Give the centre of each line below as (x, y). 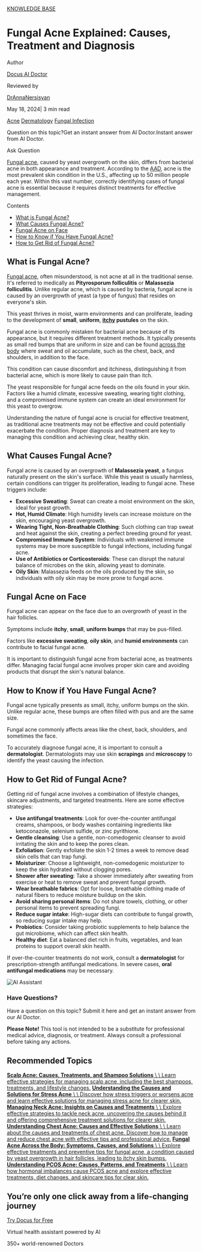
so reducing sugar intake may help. (59, 920)
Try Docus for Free (30, 1220)
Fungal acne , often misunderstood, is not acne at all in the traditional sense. (100, 276)
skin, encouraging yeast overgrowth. (61, 520)
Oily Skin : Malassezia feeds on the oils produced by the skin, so (95, 572)
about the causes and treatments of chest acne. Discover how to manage (97, 1133)
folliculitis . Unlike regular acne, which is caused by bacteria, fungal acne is (100, 289)
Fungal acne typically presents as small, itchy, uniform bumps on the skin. (98, 705)
